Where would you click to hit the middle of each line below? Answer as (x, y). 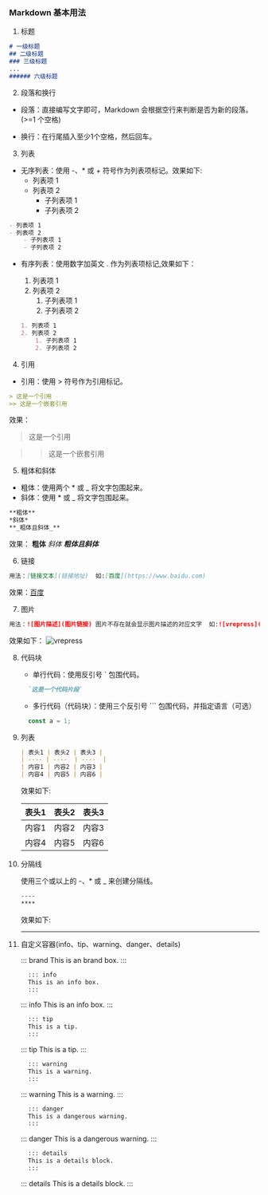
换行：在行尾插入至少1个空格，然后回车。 (88, 136)
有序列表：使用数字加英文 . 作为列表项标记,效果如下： (108, 264)
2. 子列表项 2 (56, 348)
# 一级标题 (25, 47)
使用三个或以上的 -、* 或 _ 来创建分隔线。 (89, 881)
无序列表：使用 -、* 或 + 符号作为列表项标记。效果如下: (111, 170)
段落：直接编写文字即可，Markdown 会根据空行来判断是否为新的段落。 (136, 109)
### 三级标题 (28, 61)
